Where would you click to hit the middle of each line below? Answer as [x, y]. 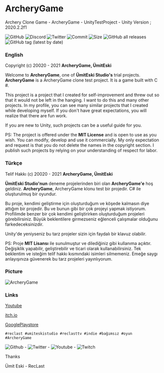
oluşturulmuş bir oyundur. [31, 194]
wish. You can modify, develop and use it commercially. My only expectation [82, 140]
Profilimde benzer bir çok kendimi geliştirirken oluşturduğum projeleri [75, 213]
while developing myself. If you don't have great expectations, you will [76, 110]
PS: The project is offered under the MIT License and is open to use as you [81, 135]
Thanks [13, 357]
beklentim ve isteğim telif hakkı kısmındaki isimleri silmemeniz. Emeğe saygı [82, 254]
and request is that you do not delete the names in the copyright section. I [80, 145]
